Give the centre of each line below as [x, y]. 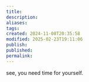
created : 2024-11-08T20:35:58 [43, 34]
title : [14, 12]
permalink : [19, 56]
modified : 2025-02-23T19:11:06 [44, 39]
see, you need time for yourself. [45, 72]
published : [19, 51]
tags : [13, 28]
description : [22, 17]
